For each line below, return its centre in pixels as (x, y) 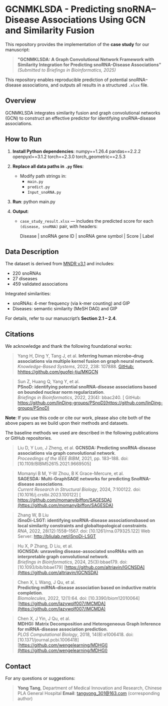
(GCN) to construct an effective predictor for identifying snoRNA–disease (80, 118)
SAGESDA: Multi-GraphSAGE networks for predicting (74, 479)
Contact (18, 666)
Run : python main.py (34, 202)
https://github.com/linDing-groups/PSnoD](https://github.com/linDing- (90, 403)
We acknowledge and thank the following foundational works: (69, 346)
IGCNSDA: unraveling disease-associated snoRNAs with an (80, 551)
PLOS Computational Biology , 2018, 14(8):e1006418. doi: (75, 634)
